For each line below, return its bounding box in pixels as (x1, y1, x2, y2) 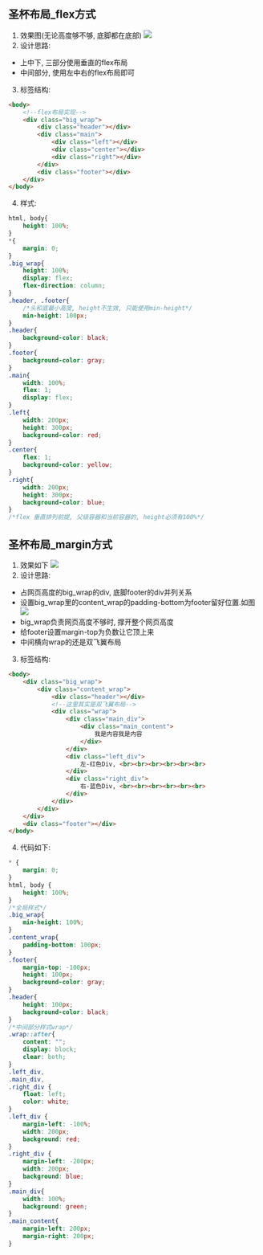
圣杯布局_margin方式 (8, 538, 113, 551)
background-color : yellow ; (22, 461, 113, 469)
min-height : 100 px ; (22, 312, 88, 320)
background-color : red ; (22, 431, 103, 439)
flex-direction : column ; (22, 282, 106, 290)
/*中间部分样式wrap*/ (8, 1023, 74, 1031)
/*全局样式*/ (8, 903, 47, 912)
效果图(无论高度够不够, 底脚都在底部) (19, 31, 142, 40)
